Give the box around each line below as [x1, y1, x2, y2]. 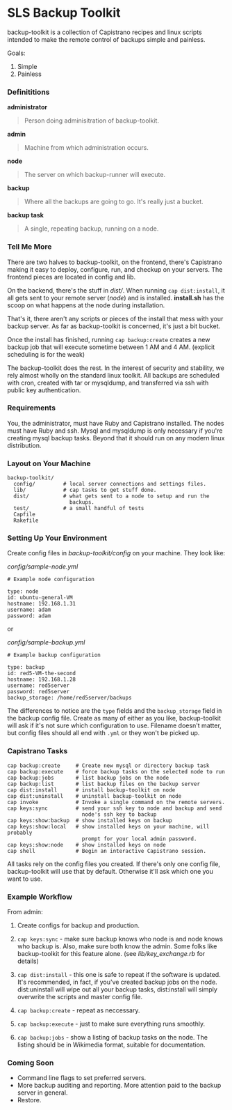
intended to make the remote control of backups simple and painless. [7, 35, 206, 43]
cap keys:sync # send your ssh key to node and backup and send [7, 805, 222, 812]
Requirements [7, 403, 56, 413]
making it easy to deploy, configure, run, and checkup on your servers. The [7, 265, 223, 273]
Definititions [7, 87, 50, 97]
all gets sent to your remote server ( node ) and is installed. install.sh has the [7, 293, 224, 302]
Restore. [17, 1096, 42, 1104]
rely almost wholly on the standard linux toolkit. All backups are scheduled [7, 371, 220, 379]
